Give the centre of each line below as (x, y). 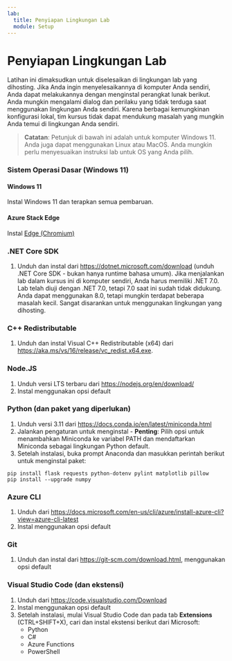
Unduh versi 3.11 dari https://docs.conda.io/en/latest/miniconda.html (115, 424)
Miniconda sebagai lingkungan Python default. (83, 446)
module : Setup (34, 26)
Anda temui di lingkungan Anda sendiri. (63, 124)
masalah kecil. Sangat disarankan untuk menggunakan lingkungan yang (119, 302)
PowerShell (44, 651)
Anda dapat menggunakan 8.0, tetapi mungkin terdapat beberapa (110, 296)
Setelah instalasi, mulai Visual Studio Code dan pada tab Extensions (115, 615)
